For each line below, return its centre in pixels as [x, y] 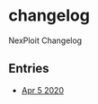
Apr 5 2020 [43, 90]
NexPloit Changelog [45, 40]
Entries [29, 69]
